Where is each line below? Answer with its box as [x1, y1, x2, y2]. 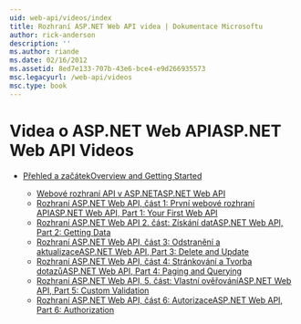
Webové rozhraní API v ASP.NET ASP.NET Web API [36, 188, 226, 199]
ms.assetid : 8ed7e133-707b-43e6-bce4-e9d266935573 [9, 65, 206, 74]
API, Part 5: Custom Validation [36, 285, 150, 296]
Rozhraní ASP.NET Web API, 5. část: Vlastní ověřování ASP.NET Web [36, 275, 292, 286]
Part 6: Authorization [36, 304, 115, 315]
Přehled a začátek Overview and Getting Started [22, 170, 202, 181]
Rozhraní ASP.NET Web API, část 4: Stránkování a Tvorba [36, 256, 253, 267]
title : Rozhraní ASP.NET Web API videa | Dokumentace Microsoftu [9, 22, 263, 31]
